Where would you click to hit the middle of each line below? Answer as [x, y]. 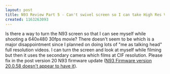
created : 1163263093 [27, 19]
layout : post [19, 10]
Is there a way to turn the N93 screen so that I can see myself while [76, 34]
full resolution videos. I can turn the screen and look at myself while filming [83, 50]
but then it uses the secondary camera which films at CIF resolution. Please [84, 55]
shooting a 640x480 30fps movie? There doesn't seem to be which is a [80, 39]
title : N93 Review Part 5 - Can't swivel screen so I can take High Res [83, 15]
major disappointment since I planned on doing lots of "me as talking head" [84, 45]
